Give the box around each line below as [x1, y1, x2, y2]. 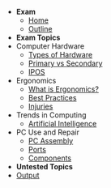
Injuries [28, 101, 53, 111]
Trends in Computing [15, 110, 87, 120]
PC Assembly [28, 136, 74, 145]
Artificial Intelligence [28, 119, 97, 128]
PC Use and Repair [15, 127, 79, 137]
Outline [28, 24, 53, 33]
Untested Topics [15, 162, 73, 171]
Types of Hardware [28, 50, 93, 59]
